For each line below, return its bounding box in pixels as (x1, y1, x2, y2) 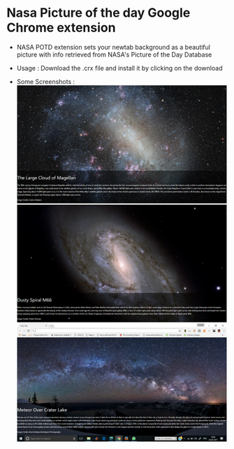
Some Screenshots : (16, 77, 75, 85)
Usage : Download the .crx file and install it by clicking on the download (16, 64, 223, 72)
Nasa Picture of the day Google (6, 5, 191, 21)
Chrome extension (6, 20, 116, 36)
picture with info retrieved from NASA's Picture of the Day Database (16, 50, 212, 59)
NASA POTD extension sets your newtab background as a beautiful (16, 43, 211, 51)
